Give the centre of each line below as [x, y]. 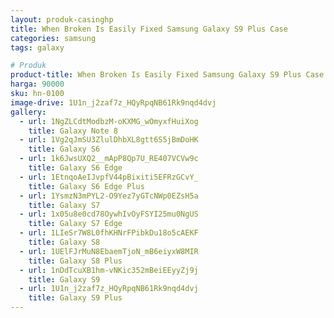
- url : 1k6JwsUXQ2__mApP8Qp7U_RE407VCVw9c [109, 159]
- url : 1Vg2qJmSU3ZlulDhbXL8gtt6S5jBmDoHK [109, 140]
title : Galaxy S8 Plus [75, 261]
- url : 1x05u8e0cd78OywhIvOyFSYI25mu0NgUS [109, 214]
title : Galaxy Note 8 [73, 131]
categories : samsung [53, 38]
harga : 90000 [37, 84]
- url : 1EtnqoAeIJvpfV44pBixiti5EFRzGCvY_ [109, 177]
